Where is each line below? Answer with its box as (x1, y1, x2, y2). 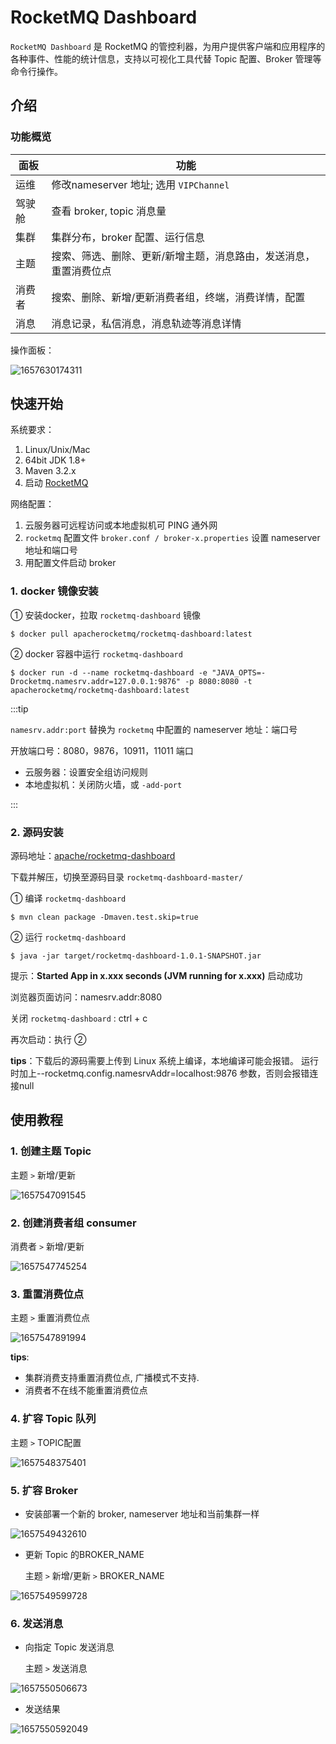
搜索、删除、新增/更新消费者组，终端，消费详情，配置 (51, 290, 306, 304)
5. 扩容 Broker (10, 1483, 78, 1497)
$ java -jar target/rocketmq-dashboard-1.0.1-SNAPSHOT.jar (10, 951, 262, 961)
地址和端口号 (24, 544, 78, 556)
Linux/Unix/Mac (24, 444, 91, 456)
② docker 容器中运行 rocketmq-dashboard (10, 647, 183, 660)
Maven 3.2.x (24, 465, 77, 477)
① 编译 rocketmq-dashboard (10, 892, 127, 905)
